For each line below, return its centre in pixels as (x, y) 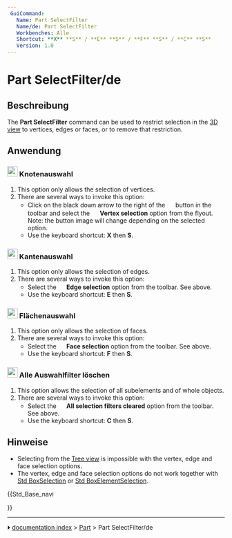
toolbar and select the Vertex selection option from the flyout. (120, 213)
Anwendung (34, 151)
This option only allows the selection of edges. (83, 271)
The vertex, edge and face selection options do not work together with (118, 474)
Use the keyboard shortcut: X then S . (80, 235)
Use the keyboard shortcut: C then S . (80, 420)
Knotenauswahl (46, 174)
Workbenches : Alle (43, 33)
